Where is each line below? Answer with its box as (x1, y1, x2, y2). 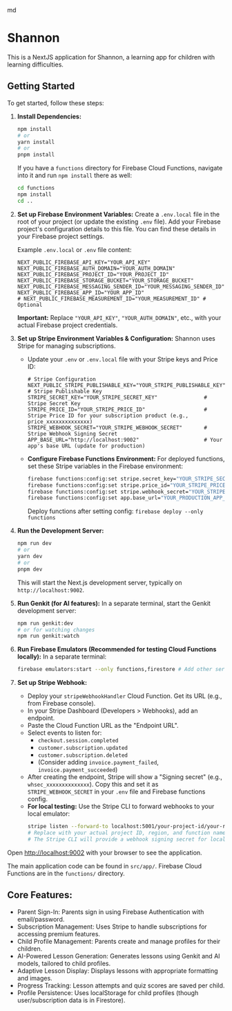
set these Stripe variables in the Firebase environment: (27, 462, 183, 470)
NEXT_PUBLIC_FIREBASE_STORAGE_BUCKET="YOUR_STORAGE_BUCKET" (17, 277, 194, 284)
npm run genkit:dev (17, 620, 74, 627)
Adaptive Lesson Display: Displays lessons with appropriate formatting (17, 966, 218, 975)
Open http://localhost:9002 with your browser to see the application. (7, 848, 202, 857)
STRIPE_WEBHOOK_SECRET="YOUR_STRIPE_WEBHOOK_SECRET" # (27, 424, 207, 431)
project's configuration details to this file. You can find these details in (17, 224, 216, 233)
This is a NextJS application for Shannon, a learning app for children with (7, 53, 215, 61)
